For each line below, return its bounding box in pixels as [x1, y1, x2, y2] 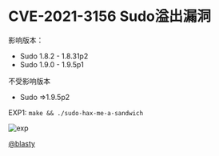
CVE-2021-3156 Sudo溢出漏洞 [8, 7, 212, 26]
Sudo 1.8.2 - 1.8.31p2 [19, 51, 89, 61]
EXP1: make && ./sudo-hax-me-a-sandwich [8, 107, 144, 117]
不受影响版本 [8, 76, 50, 86]
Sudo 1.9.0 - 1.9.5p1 [19, 59, 84, 69]
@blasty [8, 138, 36, 148]
